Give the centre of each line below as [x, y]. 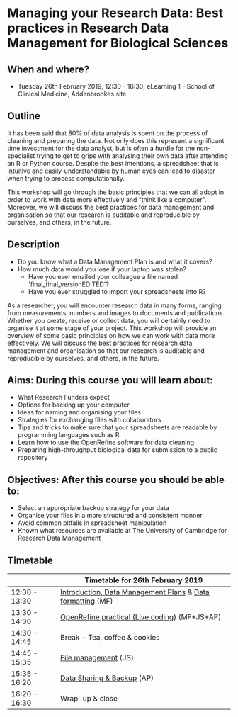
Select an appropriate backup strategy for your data [93, 508]
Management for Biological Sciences [118, 43]
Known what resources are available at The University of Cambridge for [122, 531]
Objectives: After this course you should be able [116, 480]
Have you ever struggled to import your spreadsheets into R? [117, 291]
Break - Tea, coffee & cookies [110, 638]
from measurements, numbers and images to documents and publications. [116, 312]
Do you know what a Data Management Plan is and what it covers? [115, 261]
